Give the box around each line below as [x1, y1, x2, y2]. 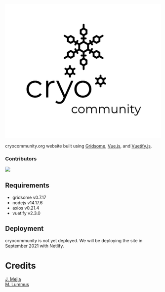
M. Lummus [5, 282, 30, 288]
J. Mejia [5, 276, 21, 282]
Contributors [5, 155, 37, 162]
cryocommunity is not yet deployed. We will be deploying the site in [5, 237, 143, 243]
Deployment [5, 224, 44, 233]
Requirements [5, 182, 49, 190]
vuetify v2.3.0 [12, 210, 41, 216]
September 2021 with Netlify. [5, 243, 64, 249]
